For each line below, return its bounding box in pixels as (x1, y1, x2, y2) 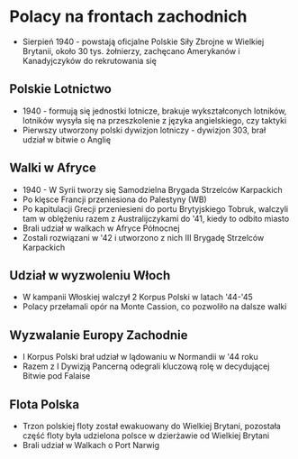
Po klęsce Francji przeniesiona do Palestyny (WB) (22, 194, 207, 205)
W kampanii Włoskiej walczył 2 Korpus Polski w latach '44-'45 (22, 291, 254, 303)
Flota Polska (9, 397, 79, 412)
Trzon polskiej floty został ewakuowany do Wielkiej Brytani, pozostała (22, 421, 281, 431)
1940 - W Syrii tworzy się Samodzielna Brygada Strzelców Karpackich (22, 184, 284, 195)
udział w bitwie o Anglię (22, 133, 111, 145)
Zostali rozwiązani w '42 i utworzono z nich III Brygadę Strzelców (22, 232, 265, 243)
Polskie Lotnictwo (9, 81, 113, 96)
